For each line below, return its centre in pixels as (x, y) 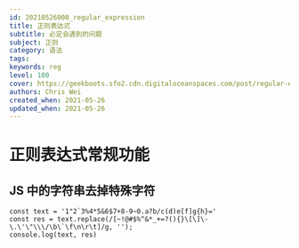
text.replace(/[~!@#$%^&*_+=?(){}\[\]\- (133, 220)
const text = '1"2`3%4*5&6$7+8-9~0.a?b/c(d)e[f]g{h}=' (113, 212)
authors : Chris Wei (45, 92)
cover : (21, 84)
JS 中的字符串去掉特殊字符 (82, 191)
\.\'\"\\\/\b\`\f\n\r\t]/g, (61, 228)
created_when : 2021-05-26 (57, 100)
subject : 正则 (34, 42)
